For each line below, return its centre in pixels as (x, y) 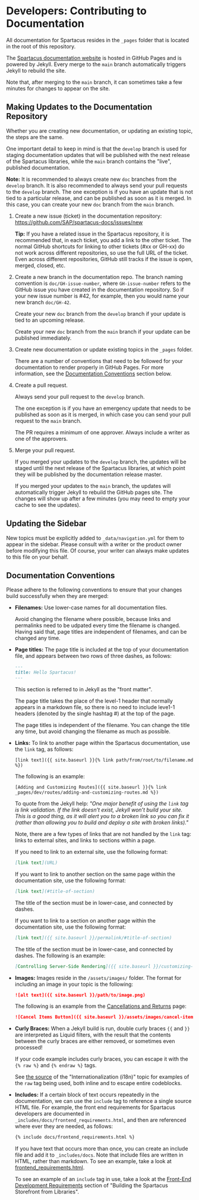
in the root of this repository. (41, 46)
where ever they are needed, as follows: (64, 1126)
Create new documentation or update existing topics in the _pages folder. (104, 349)
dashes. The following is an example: (60, 955)
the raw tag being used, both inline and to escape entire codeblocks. (98, 1083)
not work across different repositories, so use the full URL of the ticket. (101, 253)
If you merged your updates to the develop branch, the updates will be (100, 462)
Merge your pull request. (45, 450)
